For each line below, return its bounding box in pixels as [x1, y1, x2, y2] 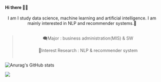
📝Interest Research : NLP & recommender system [38, 47, 138, 54]
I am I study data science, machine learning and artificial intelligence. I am [7, 15, 157, 21]
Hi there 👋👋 [5, 4, 28, 10]
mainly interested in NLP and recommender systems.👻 [27, 20, 137, 26]
